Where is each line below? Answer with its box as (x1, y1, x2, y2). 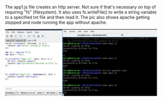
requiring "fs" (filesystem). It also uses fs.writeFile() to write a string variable (5, 9, 157, 15)
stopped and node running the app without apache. (5, 19, 108, 25)
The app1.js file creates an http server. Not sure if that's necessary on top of (5, 4, 156, 10)
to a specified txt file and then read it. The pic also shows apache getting (5, 14, 150, 20)
